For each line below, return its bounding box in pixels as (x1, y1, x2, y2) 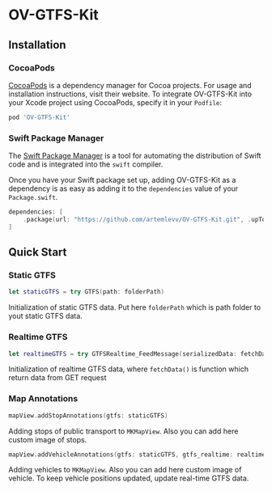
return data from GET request (8, 373, 107, 383)
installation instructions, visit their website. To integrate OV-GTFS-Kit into (8, 89, 253, 99)
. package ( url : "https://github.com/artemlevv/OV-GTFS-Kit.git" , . (23, 215, 252, 223)
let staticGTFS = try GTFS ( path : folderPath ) (8, 288, 164, 296)
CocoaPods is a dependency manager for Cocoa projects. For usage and (8, 80, 253, 90)
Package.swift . (8, 193, 58, 202)
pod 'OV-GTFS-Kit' (8, 113, 70, 121)
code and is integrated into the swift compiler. (8, 159, 164, 169)
